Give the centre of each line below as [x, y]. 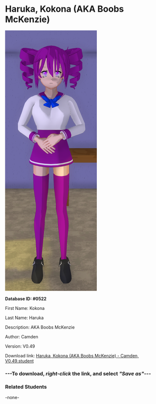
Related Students [26, 387]
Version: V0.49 [20, 346]
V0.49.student [20, 361]
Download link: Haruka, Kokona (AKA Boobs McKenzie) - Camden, [72, 355]
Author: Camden [22, 336]
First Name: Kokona [25, 308]
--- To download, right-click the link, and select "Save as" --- [78, 374]
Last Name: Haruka [24, 318]
